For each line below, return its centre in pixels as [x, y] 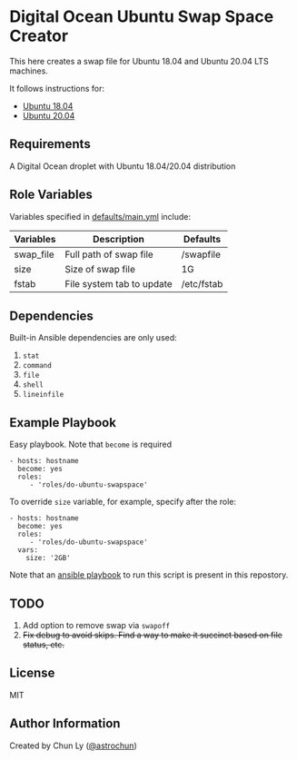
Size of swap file [100, 269]
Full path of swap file [109, 254]
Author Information [65, 724]
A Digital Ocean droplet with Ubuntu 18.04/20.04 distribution [123, 166]
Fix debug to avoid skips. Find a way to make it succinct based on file [153, 635]
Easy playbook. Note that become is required [91, 444]
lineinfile [43, 395]
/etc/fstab [202, 283]
